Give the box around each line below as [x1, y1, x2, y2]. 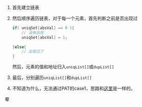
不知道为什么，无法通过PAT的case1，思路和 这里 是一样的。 [12, 86, 135, 92]
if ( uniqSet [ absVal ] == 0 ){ [12, 25, 75, 31]
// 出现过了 [21, 49, 44, 55]
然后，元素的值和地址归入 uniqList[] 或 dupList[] [12, 64, 114, 70]
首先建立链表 [12, 5, 39, 10]
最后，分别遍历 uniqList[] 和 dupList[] [12, 74, 92, 81]
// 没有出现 [21, 30, 44, 35]
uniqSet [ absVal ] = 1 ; [21, 35, 67, 40]
